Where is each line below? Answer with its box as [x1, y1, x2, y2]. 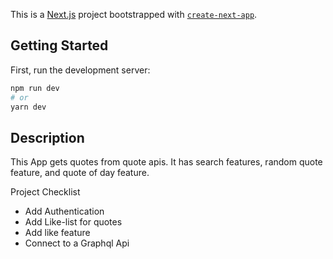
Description [10, 129, 85, 146]
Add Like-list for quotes [24, 216, 123, 228]
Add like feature [24, 227, 91, 239]
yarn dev [10, 102, 47, 112]
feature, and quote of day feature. [10, 167, 150, 179]
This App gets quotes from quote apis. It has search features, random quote [10, 156, 323, 168]
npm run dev [10, 83, 60, 93]
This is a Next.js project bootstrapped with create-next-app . [10, 9, 258, 20]
